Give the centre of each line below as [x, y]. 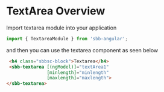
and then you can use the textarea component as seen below [82, 50]
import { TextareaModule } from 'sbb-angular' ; [67, 38]
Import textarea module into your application [61, 28]
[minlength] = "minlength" [78, 72]
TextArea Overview [56, 11]
